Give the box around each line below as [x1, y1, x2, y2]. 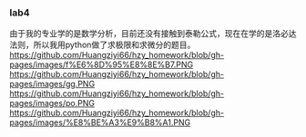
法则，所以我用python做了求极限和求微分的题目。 [9, 39, 196, 51]
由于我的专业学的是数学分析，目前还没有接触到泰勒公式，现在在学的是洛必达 [9, 28, 297, 39]
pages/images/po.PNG [9, 98, 96, 109]
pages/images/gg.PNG [9, 79, 96, 90]
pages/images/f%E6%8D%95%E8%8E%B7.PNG [9, 59, 194, 70]
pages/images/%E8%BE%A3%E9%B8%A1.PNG [9, 117, 191, 128]
